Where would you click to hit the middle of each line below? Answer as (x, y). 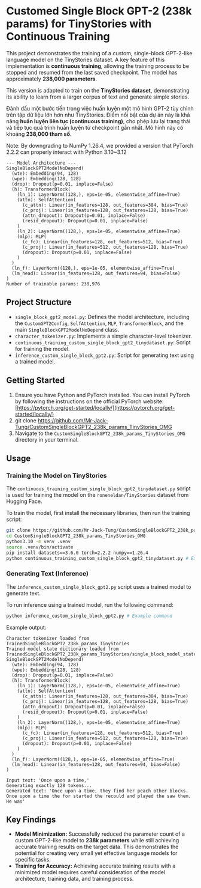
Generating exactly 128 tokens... (49, 785)
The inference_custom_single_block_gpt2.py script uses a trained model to (99, 586)
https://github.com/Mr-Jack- (73, 420)
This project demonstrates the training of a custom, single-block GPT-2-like (99, 53)
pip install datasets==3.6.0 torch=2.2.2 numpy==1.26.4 (77, 553)
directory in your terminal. (47, 439)
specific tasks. (33, 860)
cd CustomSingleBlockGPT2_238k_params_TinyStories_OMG (76, 536)
